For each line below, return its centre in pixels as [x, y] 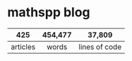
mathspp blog [49, 12]
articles [23, 47]
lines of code [100, 47]
